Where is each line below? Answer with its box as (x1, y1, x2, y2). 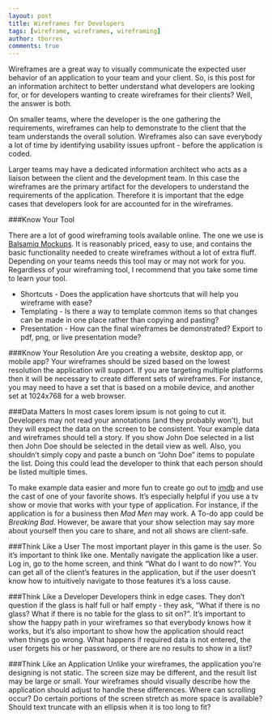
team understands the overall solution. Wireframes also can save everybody (8, 131, 263, 142)
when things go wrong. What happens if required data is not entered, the (8, 635, 251, 645)
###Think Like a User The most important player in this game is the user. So (8, 542, 262, 551)
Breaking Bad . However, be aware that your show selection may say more (8, 517, 255, 527)
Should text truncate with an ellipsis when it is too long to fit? (8, 702, 211, 712)
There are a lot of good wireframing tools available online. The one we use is (8, 230, 264, 240)
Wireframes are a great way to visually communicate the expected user (8, 64, 247, 74)
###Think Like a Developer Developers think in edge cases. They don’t (8, 592, 245, 602)
